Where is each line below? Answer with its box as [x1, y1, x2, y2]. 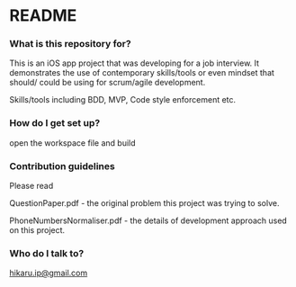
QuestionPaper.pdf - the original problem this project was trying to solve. [9, 198, 280, 209]
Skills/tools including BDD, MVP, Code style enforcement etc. [9, 94, 237, 105]
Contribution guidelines [9, 159, 115, 172]
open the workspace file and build [9, 137, 137, 148]
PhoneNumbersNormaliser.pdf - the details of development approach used [9, 215, 288, 226]
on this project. [9, 225, 66, 236]
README [9, 5, 77, 26]
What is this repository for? [9, 38, 132, 50]
